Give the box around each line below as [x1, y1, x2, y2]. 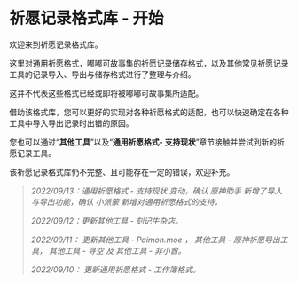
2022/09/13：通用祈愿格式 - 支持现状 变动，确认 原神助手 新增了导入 [30, 185, 283, 196]
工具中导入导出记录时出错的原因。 [9, 117, 134, 129]
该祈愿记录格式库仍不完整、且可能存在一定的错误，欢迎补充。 [9, 166, 235, 177]
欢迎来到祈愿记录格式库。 [9, 39, 103, 50]
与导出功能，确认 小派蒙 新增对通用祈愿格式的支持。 [30, 196, 223, 207]
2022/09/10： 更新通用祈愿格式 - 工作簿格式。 [30, 263, 201, 275]
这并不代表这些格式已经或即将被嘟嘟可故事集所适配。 [9, 88, 204, 98]
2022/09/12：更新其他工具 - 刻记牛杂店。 [30, 215, 184, 226]
